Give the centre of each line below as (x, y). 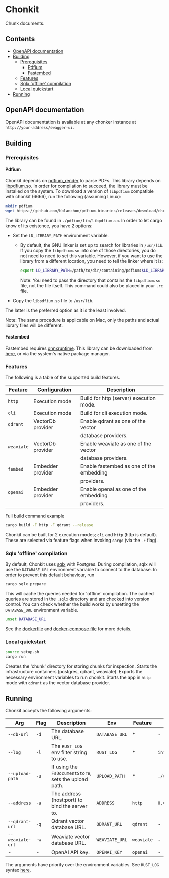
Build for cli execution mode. (114, 413)
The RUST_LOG (67, 746)
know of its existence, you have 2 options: (49, 226)
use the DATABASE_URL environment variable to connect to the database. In (81, 570)
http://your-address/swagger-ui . (40, 127)
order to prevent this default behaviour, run (50, 575)
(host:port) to (67, 800)
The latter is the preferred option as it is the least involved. (66, 310)
